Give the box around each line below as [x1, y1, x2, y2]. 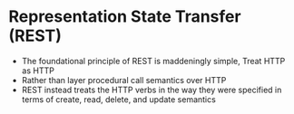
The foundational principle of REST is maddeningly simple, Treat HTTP [21, 55, 286, 66]
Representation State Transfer [8, 6, 241, 27]
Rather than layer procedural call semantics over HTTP [21, 74, 227, 85]
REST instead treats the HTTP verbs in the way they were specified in [21, 84, 282, 95]
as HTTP [21, 65, 55, 76]
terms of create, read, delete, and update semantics [21, 93, 217, 105]
